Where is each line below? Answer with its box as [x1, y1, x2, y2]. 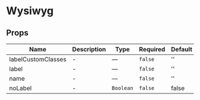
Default [171, 46, 192, 53]
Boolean [111, 85, 134, 91]
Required [139, 46, 165, 53]
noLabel [9, 84, 32, 92]
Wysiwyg [6, 4, 54, 18]
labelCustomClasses [9, 55, 67, 63]
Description [72, 46, 106, 53]
